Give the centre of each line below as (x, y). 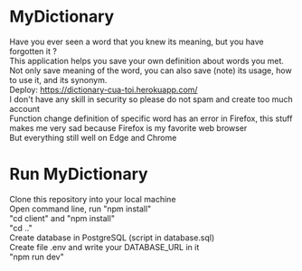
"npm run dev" (37, 257)
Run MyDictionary (79, 174)
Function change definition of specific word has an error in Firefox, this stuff (151, 118)
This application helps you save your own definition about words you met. (147, 61)
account (25, 108)
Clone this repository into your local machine (93, 199)
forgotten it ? (33, 51)
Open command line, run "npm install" (80, 209)
